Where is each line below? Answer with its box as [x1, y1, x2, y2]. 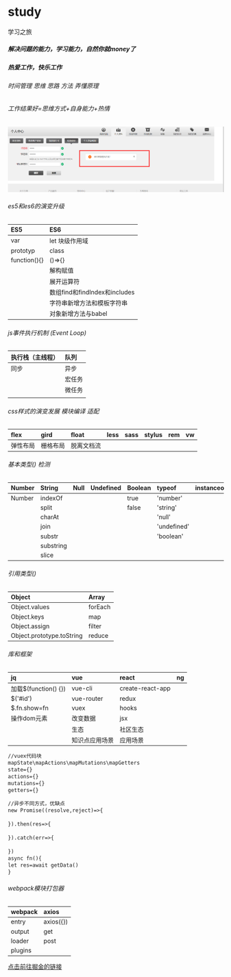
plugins [10, 946, 32, 954]
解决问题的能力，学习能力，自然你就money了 [8, 45, 136, 53]
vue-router [71, 694, 104, 702]
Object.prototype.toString [10, 632, 83, 640]
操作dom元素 [10, 714, 48, 723]
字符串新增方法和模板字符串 [49, 299, 128, 307]
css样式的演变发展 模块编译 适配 [8, 407, 99, 415]
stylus [144, 430, 163, 438]
